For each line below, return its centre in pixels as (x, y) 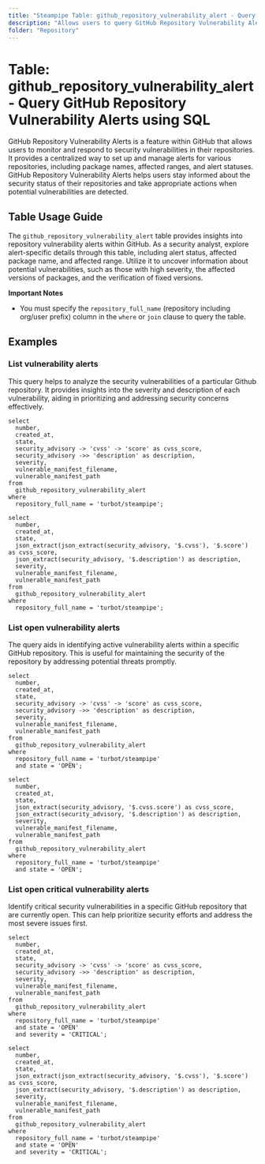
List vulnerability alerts (53, 364)
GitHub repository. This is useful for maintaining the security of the (116, 654)
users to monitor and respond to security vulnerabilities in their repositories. (131, 150)
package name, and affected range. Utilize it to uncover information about (128, 261)
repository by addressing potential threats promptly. (93, 661)
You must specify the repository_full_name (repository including (125, 308)
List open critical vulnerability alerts (79, 890)
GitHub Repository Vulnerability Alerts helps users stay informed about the (129, 175)
